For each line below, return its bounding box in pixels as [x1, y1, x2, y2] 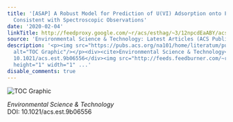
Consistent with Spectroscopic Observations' [13, 17, 148, 23]
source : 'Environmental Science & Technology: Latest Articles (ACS [7, 36, 209, 43]
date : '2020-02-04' [7, 23, 64, 30]
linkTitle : [7, 29, 39, 37]
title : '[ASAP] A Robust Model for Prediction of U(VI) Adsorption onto [7, 10, 222, 17]
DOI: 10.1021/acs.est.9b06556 [7, 108, 92, 116]
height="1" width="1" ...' [13, 61, 92, 68]
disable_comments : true [7, 68, 76, 74]
